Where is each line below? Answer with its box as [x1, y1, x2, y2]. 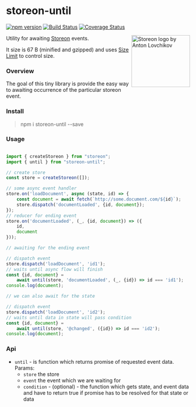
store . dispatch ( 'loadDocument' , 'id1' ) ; [6, 261, 106, 267]
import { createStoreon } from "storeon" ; [6, 153, 111, 159]
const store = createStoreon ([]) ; [6, 175, 90, 181]
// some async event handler [6, 185, 77, 191]
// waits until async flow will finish [6, 266, 103, 273]
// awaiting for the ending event [6, 245, 90, 251]
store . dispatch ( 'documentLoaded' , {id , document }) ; [16, 202, 145, 208]
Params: [14, 364, 35, 371]
